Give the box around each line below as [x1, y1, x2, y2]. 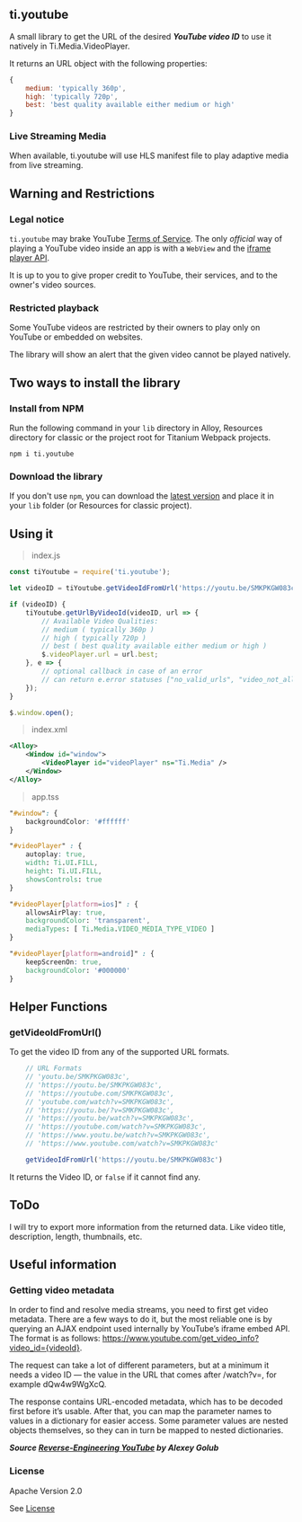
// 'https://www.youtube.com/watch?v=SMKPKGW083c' [25, 1139, 219, 1148]
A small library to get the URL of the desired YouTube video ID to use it [9, 31, 272, 41]
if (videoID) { [9, 600, 67, 609]
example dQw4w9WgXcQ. [9, 1379, 107, 1390]
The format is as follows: [9, 1333, 101, 1344]
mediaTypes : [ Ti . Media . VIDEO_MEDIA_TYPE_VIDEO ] [25, 925, 216, 934]
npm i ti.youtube [9, 449, 75, 459]
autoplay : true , [25, 850, 87, 859]
